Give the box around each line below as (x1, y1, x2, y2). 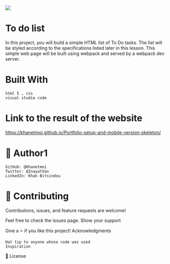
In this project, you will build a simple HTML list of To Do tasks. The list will (5, 39, 162, 46)
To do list (5, 23, 45, 34)
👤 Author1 (5, 147, 48, 159)
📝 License (5, 253, 27, 259)
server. (5, 55, 20, 62)
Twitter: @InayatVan (5, 168, 50, 174)
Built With (5, 74, 48, 86)
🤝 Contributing (5, 190, 69, 202)
